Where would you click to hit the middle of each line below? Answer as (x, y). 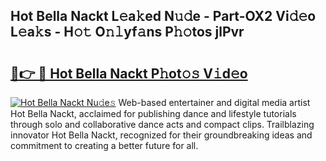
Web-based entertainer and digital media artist (214, 102)
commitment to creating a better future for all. (104, 145)
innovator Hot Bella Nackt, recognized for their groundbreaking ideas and (161, 135)
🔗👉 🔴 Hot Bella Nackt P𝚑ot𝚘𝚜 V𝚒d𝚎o (129, 73)
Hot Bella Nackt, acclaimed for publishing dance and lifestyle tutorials (153, 113)
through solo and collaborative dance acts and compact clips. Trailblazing (162, 124)
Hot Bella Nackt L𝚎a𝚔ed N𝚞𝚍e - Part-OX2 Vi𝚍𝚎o (163, 16)
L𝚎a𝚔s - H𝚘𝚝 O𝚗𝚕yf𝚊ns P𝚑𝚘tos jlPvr (127, 32)
